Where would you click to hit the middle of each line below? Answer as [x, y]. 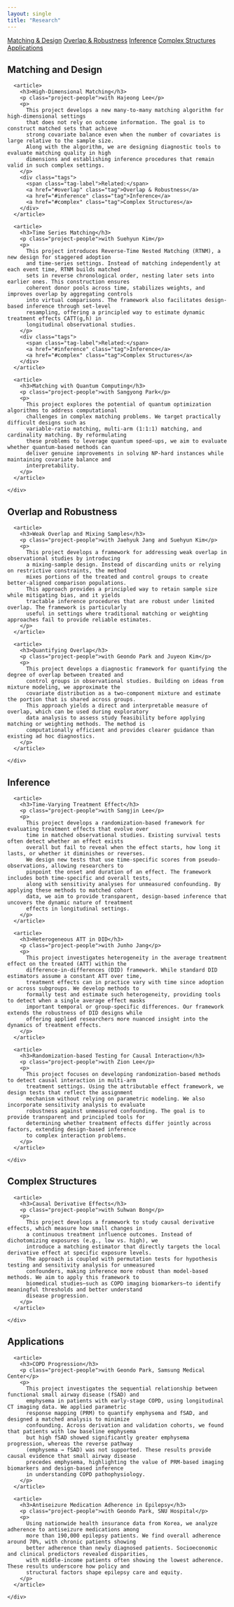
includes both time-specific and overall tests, [80, 878]
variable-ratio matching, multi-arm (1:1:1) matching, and [113, 429]
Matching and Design [55, 70]
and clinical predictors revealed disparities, [78, 1554]
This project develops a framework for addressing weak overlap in [126, 553]
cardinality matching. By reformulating [67, 435]
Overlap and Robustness [62, 512]
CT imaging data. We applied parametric [67, 1407]
